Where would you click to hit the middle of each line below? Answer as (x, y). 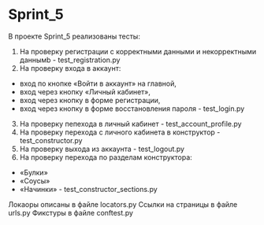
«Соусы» (35, 181)
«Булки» (34, 172)
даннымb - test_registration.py (70, 60)
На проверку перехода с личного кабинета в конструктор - (120, 132)
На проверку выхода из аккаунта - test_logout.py (102, 149)
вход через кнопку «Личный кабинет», (85, 91)
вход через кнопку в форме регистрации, (90, 100)
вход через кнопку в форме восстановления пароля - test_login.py (132, 109)
